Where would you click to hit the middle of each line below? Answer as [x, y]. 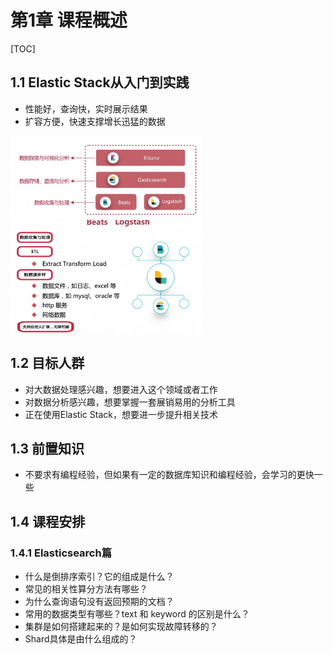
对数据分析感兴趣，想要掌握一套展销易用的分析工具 [130, 402]
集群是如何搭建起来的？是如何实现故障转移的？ [121, 627]
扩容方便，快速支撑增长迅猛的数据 [95, 121]
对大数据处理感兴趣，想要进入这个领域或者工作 [121, 389]
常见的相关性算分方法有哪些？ [86, 589]
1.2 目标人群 [47, 363]
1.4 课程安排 [48, 521]
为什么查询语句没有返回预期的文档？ [99, 602]
